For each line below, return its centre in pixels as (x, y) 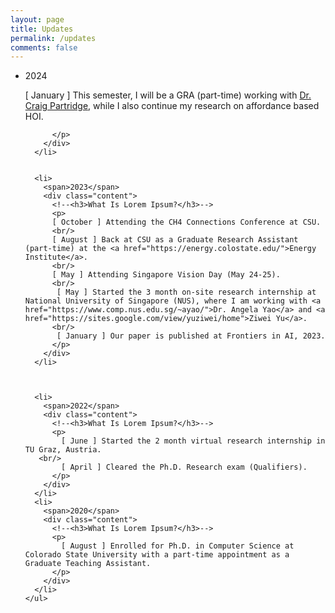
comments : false (44, 47)
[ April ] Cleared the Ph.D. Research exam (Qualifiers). (184, 467)
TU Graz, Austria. (63, 450)
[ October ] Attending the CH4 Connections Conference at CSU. (186, 222)
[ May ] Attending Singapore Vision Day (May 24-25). (166, 275)
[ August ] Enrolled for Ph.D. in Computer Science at (178, 546)
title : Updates (42, 29)
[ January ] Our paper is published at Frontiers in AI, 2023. (191, 336)
